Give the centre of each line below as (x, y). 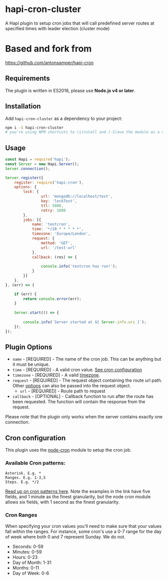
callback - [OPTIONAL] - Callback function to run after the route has (83, 396)
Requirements (27, 79)
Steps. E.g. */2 (22, 482)
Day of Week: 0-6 (30, 573)
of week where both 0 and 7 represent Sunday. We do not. (65, 537)
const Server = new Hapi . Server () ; (42, 164)
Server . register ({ (24, 178)
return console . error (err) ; (52, 299)
